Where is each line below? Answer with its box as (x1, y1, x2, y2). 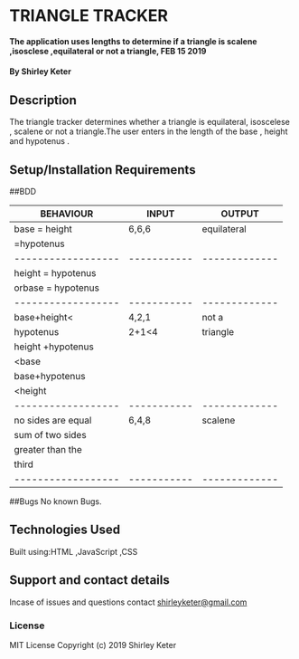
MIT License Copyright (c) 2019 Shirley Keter (9, 639, 177, 650)
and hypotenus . (9, 136, 70, 147)
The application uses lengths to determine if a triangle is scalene (9, 35, 257, 46)
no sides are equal (14, 414, 92, 426)
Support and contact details (9, 572, 170, 588)
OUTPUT (220, 207, 260, 220)
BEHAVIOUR (40, 207, 94, 220)
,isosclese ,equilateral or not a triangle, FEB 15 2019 (9, 45, 207, 56)
